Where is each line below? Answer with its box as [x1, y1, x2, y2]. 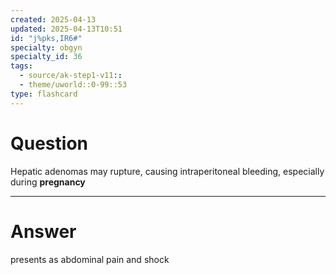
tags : [10, 61, 33, 71]
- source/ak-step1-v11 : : [19, 71, 123, 81]
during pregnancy [10, 176, 86, 188]
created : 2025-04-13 [10, 14, 97, 25]
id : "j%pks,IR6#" [10, 33, 83, 43]
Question [10, 132, 88, 155]
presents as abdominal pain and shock [10, 253, 170, 265]
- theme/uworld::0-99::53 [19, 80, 128, 90]
